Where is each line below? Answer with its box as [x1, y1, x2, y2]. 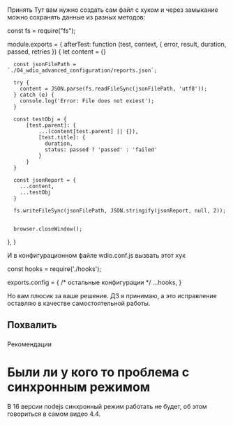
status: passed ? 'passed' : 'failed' [44, 146, 158, 153]
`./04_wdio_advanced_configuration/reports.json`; [7, 67, 158, 74]
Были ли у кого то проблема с [7, 364, 190, 380]
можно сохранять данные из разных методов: [7, 13, 145, 21]
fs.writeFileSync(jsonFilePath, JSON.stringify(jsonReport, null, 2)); [13, 207, 227, 214]
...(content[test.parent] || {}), [38, 127, 139, 134]
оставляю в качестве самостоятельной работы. [7, 299, 151, 307]
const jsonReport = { [13, 176, 77, 183]
